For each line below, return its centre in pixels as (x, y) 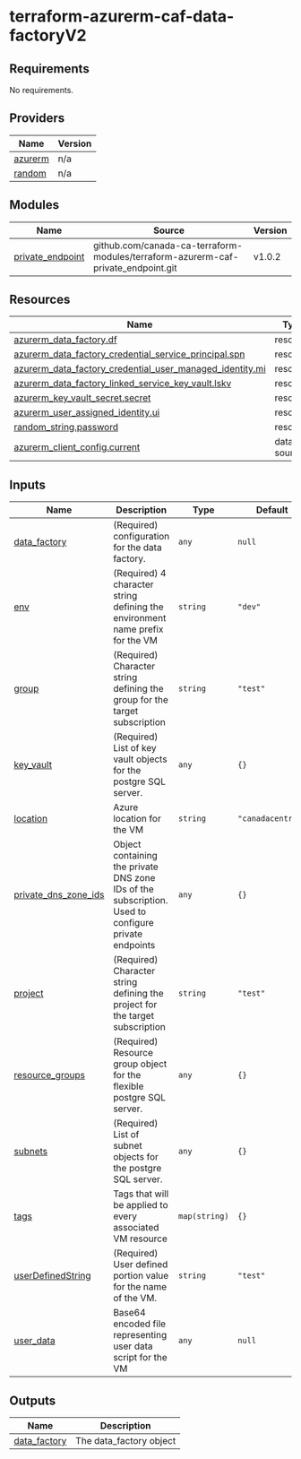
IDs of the (133, 889)
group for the (141, 700)
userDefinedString (52, 1276)
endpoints (134, 945)
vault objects (140, 759)
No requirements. (42, 90)
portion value (141, 1276)
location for (137, 819)
